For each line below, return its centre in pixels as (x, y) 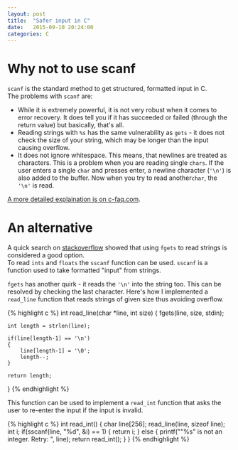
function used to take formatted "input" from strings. (84, 270)
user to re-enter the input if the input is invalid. (75, 410)
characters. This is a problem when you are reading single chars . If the (121, 163)
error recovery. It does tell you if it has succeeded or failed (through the (122, 117)
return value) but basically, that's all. (71, 125)
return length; (30, 376)
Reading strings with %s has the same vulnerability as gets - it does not (121, 133)
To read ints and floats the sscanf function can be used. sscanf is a (108, 263)
